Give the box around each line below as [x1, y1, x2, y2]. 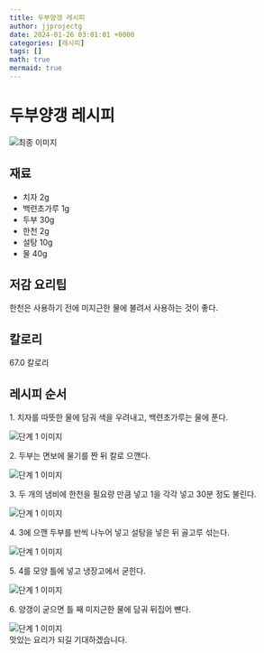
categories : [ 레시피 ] [9, 38, 86, 48]
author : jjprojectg [9, 22, 83, 31]
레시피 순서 [9, 386, 68, 402]
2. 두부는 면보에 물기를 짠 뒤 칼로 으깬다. [9, 451, 151, 462]
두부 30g [22, 214, 55, 225]
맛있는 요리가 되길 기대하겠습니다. [9, 634, 128, 646]
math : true [9, 55, 50, 64]
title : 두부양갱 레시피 [9, 13, 86, 23]
